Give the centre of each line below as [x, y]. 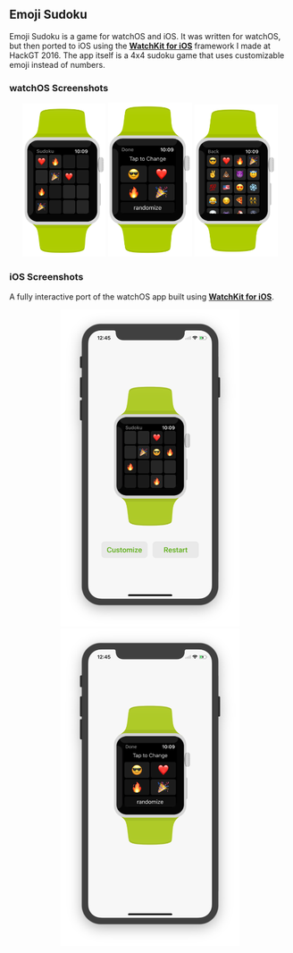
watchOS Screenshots [59, 88]
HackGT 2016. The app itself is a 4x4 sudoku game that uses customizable [147, 55]
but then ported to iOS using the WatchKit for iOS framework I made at [140, 46]
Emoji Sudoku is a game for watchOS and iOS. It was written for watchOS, [145, 36]
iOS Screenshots [46, 277]
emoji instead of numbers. [57, 64]
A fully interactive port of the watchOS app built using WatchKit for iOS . [142, 296]
